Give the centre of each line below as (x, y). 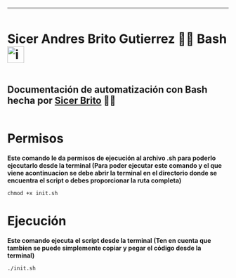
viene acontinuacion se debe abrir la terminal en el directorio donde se (112, 173)
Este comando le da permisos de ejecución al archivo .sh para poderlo (112, 158)
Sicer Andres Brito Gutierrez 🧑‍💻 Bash (117, 39)
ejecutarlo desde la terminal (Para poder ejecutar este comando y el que (115, 165)
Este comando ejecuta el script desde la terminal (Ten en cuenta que (109, 240)
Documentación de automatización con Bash (107, 90)
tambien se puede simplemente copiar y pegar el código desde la (104, 248)
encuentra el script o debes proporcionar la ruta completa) (94, 180)
